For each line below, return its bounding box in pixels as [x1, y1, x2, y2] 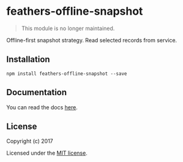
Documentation [6, 87, 67, 98]
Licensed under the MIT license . [6, 149, 88, 157]
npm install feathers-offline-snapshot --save [6, 71, 127, 77]
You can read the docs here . [6, 103, 78, 111]
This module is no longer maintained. [21, 25, 115, 32]
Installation [6, 54, 50, 65]
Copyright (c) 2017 [6, 137, 53, 145]
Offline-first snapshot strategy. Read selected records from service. [6, 36, 177, 44]
